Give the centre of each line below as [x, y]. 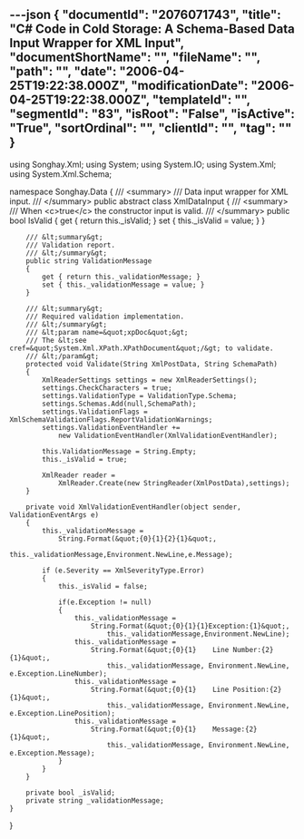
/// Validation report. [71, 245]
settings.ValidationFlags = [95, 412]
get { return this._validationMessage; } [122, 277]
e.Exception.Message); [52, 753]
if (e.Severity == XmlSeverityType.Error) [123, 571]
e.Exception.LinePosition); [63, 713]
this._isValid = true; [85, 459]
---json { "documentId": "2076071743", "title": [145, 15]
